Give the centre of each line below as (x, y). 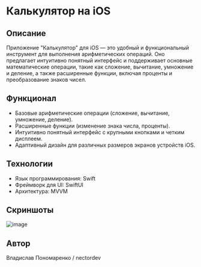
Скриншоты (30, 210)
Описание (26, 33)
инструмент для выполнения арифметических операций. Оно (85, 54)
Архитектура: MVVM (41, 191)
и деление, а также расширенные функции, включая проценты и (89, 73)
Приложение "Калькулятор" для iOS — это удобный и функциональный (98, 48)
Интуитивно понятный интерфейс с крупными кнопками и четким (100, 132)
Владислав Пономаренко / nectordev (53, 258)
